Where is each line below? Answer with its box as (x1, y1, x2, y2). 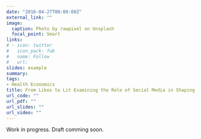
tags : (6, 76, 20, 82)
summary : (6, 70, 28, 76)
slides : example (6, 64, 47, 71)
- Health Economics (6, 82, 55, 88)
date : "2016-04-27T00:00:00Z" (6, 8, 82, 15)
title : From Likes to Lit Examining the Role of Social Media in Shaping (6, 87, 196, 93)
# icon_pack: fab (6, 48, 55, 54)
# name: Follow (6, 54, 50, 60)
